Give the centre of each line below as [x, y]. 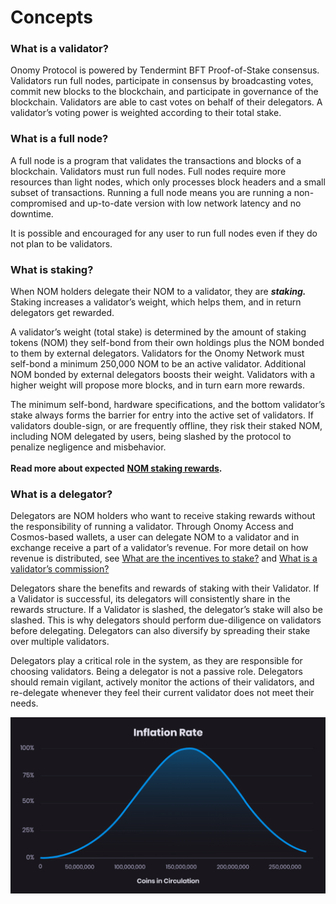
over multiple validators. [60, 642]
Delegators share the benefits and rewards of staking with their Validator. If [165, 588]
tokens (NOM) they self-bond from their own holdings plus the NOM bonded [167, 343]
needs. [24, 703]
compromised [39, 203]
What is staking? [52, 269]
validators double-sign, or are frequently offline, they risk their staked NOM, [166, 426]
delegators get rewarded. [62, 313]
